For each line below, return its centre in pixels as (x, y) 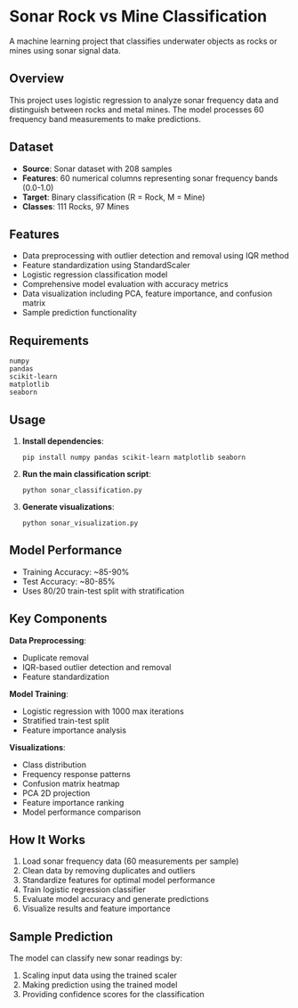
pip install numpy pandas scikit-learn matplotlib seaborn (134, 457)
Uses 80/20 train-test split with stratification (103, 591)
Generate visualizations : (68, 507)
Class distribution (54, 765)
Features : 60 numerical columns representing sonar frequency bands (150, 178)
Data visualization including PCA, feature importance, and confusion (147, 294)
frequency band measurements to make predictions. (105, 119)
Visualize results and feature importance (96, 909)
